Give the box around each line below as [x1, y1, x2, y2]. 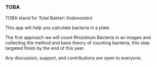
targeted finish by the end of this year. [5, 45, 85, 51]
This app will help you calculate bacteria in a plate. [5, 25, 111, 31]
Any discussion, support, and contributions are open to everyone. [5, 55, 142, 61]
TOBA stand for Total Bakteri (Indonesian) [5, 15, 93, 21]
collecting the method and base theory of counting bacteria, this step [5, 40, 150, 46]
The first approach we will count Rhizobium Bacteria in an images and [5, 34, 151, 41]
